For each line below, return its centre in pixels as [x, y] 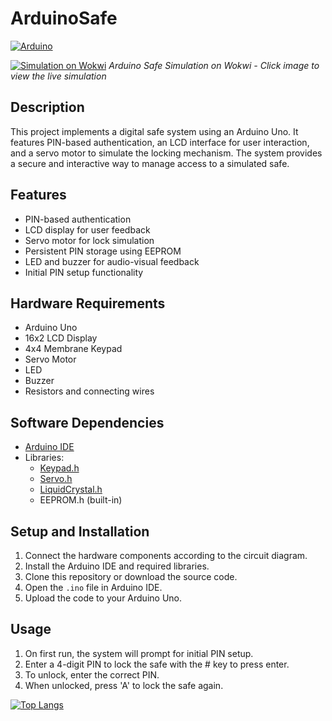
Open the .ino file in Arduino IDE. [93, 587]
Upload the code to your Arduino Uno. [103, 598]
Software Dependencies [87, 422]
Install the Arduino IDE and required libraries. [117, 566]
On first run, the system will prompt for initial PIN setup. [139, 653]
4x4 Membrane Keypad [73, 349]
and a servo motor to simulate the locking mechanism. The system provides [166, 153]
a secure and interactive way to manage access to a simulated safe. [150, 163]
